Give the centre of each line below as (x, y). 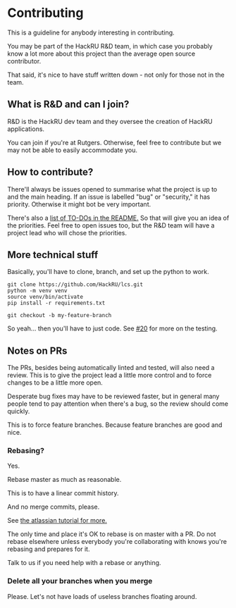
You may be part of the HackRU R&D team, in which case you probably (110, 46)
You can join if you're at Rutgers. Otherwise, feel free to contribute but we (114, 142)
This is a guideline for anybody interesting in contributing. (91, 32)
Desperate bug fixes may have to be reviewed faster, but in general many (113, 397)
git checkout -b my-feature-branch (60, 316)
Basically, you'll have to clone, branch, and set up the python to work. (108, 272)
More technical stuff (53, 255)
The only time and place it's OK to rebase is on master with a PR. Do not (112, 534)
